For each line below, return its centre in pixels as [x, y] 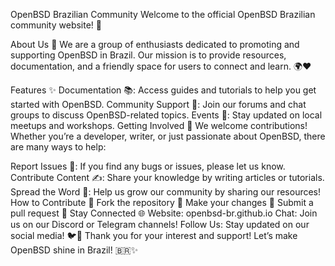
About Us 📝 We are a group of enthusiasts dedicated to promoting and [155, 44]
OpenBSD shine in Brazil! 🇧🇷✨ [74, 250]
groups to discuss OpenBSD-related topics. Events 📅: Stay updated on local [166, 115]
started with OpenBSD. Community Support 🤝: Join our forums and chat [158, 104]
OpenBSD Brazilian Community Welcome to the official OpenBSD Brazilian [163, 14]
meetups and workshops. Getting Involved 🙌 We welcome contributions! [159, 125]
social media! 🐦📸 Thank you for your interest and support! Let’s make [154, 235]
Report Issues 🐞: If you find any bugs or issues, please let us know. [148, 166]
